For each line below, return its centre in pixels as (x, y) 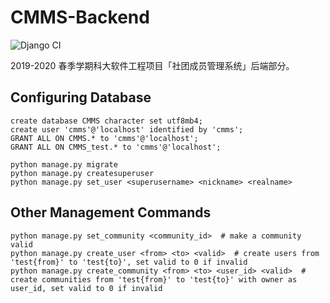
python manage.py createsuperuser (82, 173)
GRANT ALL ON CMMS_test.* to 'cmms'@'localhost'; (116, 147)
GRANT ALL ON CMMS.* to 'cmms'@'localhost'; (104, 138)
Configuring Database (81, 97)
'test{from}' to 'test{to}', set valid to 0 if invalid (129, 262)
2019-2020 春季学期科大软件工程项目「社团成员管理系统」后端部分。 (152, 65)
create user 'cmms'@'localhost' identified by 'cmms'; (127, 129)
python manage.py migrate (64, 164)
